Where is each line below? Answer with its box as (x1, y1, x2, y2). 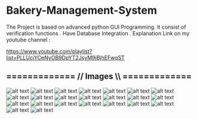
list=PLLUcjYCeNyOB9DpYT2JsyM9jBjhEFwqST (6, 54, 125, 61)
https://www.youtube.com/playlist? (6, 47, 93, 54)
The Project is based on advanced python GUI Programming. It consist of (6, 23, 186, 30)
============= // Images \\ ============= (6, 71, 192, 81)
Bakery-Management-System (6, 4, 157, 17)
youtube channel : (6, 36, 51, 43)
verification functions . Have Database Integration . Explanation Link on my (6, 29, 190, 36)
